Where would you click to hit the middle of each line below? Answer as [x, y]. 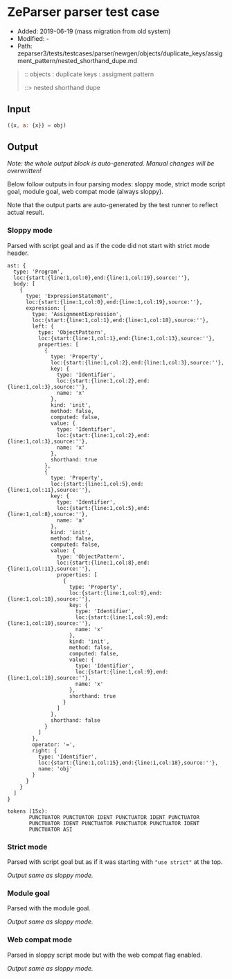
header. [18, 253]
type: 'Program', [38, 272]
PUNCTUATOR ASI [51, 829]
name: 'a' [71, 520]
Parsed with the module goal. [49, 908]
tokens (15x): [28, 811]
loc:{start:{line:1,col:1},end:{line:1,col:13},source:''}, [126, 338]
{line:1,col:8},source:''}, [48, 514]
